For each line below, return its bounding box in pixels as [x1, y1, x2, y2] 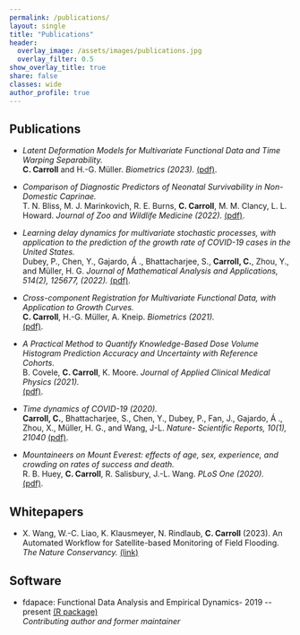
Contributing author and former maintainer [21, 615, 181, 626]
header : [9, 38, 39, 48]
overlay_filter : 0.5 [17, 55, 94, 64]
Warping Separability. [21, 154, 103, 166]
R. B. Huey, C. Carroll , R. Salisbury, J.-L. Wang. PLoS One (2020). [21, 468, 264, 480]
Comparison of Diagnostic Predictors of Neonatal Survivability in [21, 181, 262, 193]
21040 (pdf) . [21, 432, 69, 443]
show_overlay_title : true [9, 64, 106, 73]
